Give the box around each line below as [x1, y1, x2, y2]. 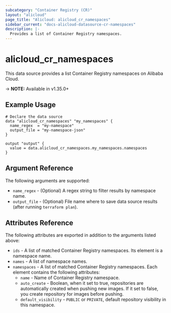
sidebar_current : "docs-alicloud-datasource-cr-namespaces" [5, 22, 136, 27]
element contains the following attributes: [12, 269, 101, 276]
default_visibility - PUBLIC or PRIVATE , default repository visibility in [20, 297, 166, 303]
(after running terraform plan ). [12, 203, 78, 210]
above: [5, 238, 20, 244]
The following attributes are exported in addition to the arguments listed [5, 232, 156, 238]
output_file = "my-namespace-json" [10, 128, 86, 133]
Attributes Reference [5, 218, 74, 227]
